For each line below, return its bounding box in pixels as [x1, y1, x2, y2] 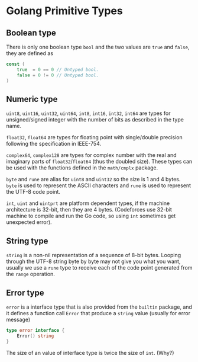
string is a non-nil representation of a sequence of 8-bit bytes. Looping [6, 252, 181, 259]
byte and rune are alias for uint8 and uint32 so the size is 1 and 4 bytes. [6, 176, 181, 183]
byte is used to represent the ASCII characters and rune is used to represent [6, 182, 191, 189]
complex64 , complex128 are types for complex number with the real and [6, 152, 177, 159]
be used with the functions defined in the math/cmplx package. [6, 164, 158, 171]
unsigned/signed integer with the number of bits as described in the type [6, 116, 184, 123]
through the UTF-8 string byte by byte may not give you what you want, [6, 258, 181, 265]
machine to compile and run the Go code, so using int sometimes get [6, 212, 176, 220]
